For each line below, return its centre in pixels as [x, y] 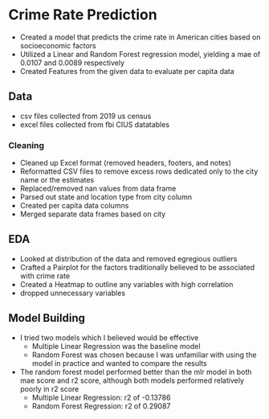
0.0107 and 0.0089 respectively [72, 63]
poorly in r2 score [49, 388]
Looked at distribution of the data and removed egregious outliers [128, 258]
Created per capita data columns [74, 206]
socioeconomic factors [58, 45]
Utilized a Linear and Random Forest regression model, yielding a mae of [140, 54]
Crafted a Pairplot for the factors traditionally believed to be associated [137, 267]
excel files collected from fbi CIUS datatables [95, 124]
